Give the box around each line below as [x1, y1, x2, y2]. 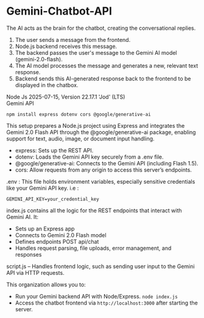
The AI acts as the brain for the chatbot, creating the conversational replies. [6, 24, 196, 32]
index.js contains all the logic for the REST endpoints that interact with [6, 207, 182, 214]
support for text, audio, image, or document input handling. [6, 135, 155, 142]
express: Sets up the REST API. [15, 147, 94, 154]
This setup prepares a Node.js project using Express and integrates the [6, 122, 185, 129]
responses [15, 251, 42, 258]
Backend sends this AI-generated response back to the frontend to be [15, 75, 191, 82]
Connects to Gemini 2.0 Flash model [15, 231, 107, 238]
